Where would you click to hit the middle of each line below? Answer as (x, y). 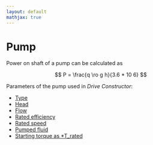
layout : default (26, 12)
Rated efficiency (35, 117)
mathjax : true (24, 17)
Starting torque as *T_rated (49, 136)
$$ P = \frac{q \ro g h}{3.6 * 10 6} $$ (101, 75)
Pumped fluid (31, 129)
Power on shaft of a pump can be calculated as (64, 63)
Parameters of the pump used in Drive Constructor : (70, 87)
